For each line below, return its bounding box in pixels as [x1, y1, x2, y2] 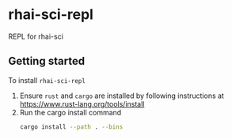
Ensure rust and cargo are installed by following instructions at [19, 91, 224, 100]
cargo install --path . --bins [19, 122, 124, 131]
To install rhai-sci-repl [8, 75, 86, 85]
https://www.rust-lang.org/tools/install [19, 99, 145, 108]
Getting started [8, 54, 86, 68]
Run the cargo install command [19, 107, 122, 117]
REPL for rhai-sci [8, 32, 63, 41]
